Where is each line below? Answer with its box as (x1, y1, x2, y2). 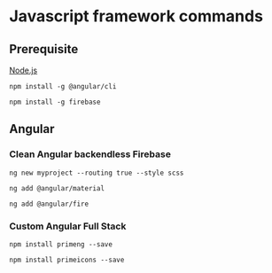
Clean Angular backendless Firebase (9, 148, 171, 160)
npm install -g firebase (9, 97, 101, 106)
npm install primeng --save (9, 239, 113, 249)
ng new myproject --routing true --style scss (9, 168, 184, 177)
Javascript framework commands (9, 6, 264, 27)
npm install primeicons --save (9, 255, 125, 264)
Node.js (9, 65, 38, 75)
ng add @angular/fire (9, 199, 89, 208)
